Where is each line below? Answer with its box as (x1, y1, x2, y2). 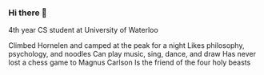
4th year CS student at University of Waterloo (8, 26, 158, 35)
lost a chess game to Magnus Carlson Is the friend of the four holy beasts (8, 57, 251, 67)
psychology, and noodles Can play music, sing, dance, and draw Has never (8, 49, 256, 59)
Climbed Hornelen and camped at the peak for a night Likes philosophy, (8, 41, 245, 50)
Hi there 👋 (8, 7, 48, 18)
